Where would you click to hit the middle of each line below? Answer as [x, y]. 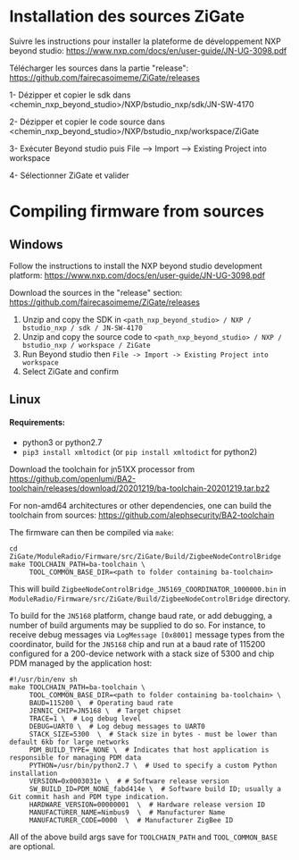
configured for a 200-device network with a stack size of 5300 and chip [142, 653]
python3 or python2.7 [62, 442]
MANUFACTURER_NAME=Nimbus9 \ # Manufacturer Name [127, 812]
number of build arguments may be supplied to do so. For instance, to [137, 625]
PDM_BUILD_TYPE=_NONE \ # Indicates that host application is [149, 750]
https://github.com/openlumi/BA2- [73, 478]
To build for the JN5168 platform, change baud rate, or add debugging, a [141, 615]
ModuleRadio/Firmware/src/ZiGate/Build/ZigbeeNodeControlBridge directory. [150, 598]
